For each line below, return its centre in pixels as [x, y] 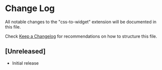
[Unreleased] [25, 51]
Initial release [25, 63]
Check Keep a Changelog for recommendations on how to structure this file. [81, 36]
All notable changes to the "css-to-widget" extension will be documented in [81, 22]
